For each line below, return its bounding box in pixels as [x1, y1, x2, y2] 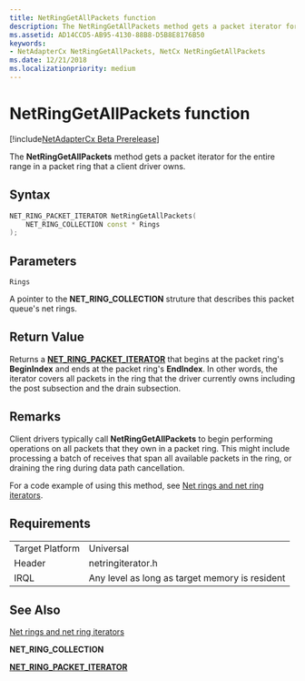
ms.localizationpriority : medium [9, 65, 136, 74]
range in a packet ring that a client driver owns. [9, 160, 186, 171]
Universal [88, 542, 130, 554]
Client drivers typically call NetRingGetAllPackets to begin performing [9, 433, 273, 444]
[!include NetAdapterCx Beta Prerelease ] [9, 133, 161, 144]
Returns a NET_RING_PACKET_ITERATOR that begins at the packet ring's [9, 353, 284, 364]
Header [14, 556, 46, 569]
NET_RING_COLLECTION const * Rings [25, 219, 161, 229]
